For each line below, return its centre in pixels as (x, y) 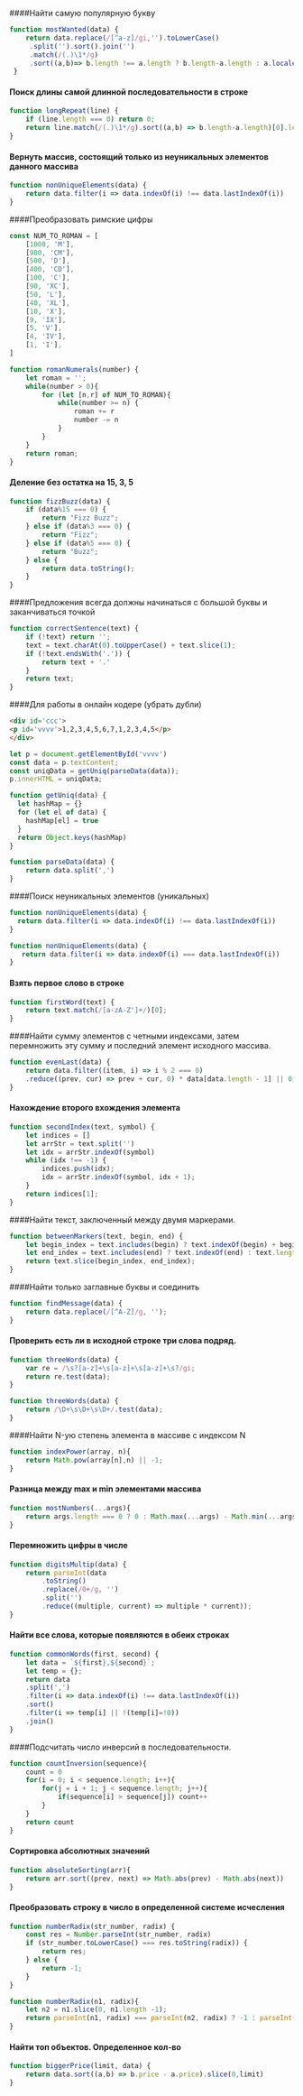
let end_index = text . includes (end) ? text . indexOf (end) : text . (151, 1253)
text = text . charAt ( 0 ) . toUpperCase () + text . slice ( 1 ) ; (131, 645)
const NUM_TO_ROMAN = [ (54, 235)
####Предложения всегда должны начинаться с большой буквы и (138, 603)
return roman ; (52, 453)
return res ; (64, 1952)
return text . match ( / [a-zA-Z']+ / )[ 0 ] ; (96, 1011)
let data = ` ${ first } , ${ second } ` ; (90, 1662)
